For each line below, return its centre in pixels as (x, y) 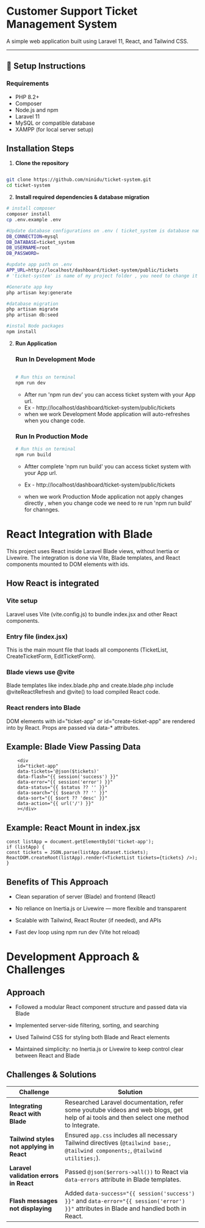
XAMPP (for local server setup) (54, 129)
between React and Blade (48, 1055)
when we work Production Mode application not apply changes (104, 497)
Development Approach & (73, 957)
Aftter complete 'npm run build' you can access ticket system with (107, 466)
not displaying (31, 1208)
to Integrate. (82, 1125)
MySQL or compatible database (55, 123)
